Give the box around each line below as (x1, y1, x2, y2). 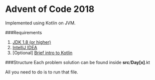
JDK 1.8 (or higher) (12, 39, 51, 45)
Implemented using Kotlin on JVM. (5, 20, 76, 26)
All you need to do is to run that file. (5, 69, 79, 75)
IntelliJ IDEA (12, 44, 37, 50)
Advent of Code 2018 (5, 3, 95, 15)
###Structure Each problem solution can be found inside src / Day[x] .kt (5, 59, 151, 65)
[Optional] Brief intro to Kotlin (12, 50, 73, 56)
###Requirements (5, 29, 42, 35)
